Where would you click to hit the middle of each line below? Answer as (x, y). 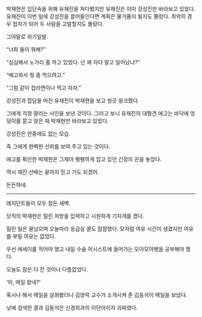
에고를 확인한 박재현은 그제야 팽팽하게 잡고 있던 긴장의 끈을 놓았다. (84, 159)
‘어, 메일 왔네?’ (23, 282)
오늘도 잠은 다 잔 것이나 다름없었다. (47, 269)
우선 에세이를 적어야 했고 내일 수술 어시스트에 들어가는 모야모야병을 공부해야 (95, 249)
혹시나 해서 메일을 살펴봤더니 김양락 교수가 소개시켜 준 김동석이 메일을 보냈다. (97, 295)
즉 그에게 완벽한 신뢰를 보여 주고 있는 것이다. (58, 146)
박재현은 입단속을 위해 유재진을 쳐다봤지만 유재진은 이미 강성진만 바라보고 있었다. (101, 9)
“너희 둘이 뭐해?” (26, 49)
